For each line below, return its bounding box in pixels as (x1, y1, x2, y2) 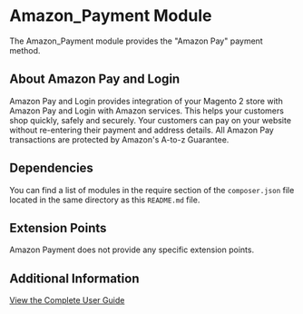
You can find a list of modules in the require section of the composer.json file (9, 184, 295, 195)
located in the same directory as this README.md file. (9, 194, 200, 205)
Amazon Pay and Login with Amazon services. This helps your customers (9, 105, 284, 116)
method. (9, 44, 41, 55)
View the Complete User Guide (9, 295, 125, 306)
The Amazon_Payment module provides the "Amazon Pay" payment (9, 35, 263, 46)
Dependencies (9, 161, 93, 176)
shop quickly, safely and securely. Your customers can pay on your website (9, 114, 292, 125)
